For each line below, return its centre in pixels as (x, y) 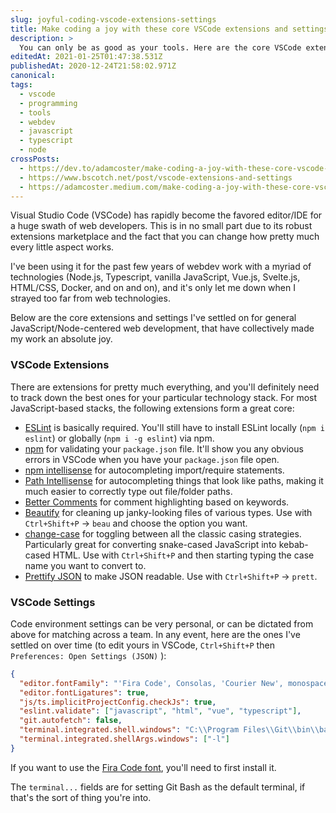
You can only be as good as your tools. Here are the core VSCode (160, 47)
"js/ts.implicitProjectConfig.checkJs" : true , (118, 702)
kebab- (293, 544)
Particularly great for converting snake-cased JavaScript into (150, 544)
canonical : (33, 76)
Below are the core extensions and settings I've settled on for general (153, 318)
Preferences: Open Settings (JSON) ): (88, 655)
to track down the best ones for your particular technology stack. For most (164, 397)
